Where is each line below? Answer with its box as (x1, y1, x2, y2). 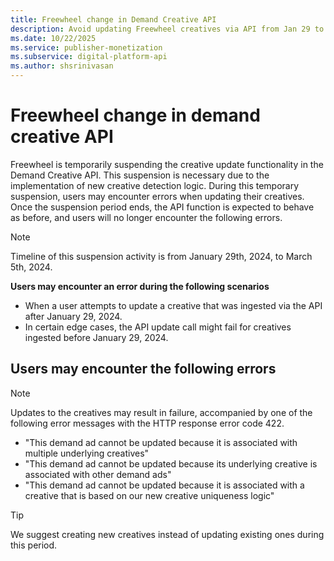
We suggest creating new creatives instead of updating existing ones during (10, 528, 325, 540)
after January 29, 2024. (24, 310, 123, 322)
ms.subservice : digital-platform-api (10, 52, 168, 62)
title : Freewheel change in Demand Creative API (10, 14, 217, 25)
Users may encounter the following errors (10, 361, 277, 378)
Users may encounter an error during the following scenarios (10, 280, 270, 292)
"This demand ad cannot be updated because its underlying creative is (24, 457, 318, 470)
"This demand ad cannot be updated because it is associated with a (24, 479, 305, 491)
